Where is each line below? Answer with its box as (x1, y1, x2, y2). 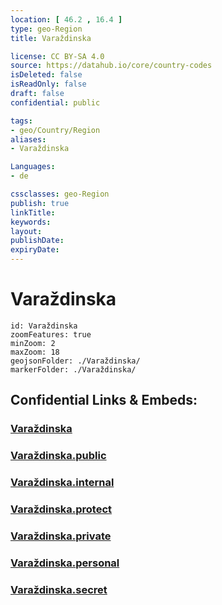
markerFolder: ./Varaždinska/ (10, 364, 137, 375)
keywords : (10, 217, 52, 227)
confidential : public (10, 97, 101, 108)
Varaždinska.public (10, 449, 107, 463)
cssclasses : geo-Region (10, 189, 110, 199)
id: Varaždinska (10, 321, 78, 331)
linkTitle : (10, 207, 56, 218)
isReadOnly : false (10, 79, 87, 90)
